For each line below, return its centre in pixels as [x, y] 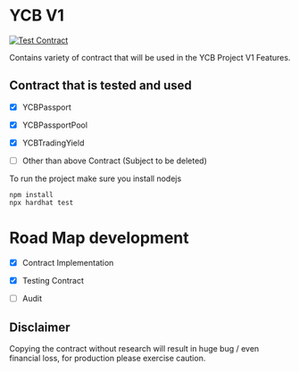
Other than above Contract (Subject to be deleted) [115, 161]
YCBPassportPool [54, 125]
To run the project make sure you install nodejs [96, 178]
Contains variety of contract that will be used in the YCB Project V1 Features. [150, 57]
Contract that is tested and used [100, 86]
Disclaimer [40, 327]
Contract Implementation [68, 262]
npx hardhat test [42, 203]
